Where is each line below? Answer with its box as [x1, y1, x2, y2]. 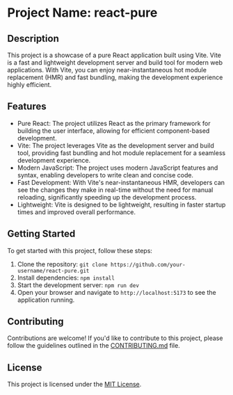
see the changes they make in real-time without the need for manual [17, 186, 214, 194]
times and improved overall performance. [17, 207, 136, 216]
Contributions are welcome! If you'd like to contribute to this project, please [7, 334, 223, 342]
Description [7, 33, 59, 45]
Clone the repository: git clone [17, 259, 108, 268]
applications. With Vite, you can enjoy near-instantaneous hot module [7, 66, 207, 74]
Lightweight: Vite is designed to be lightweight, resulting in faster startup [17, 200, 226, 209]
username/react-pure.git [17, 267, 90, 274]
